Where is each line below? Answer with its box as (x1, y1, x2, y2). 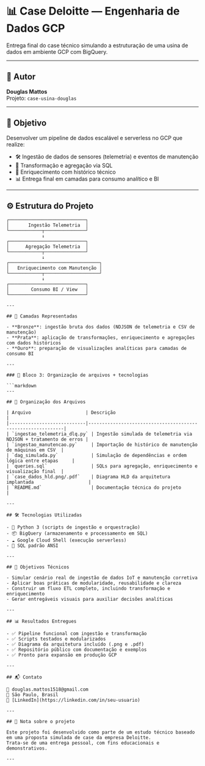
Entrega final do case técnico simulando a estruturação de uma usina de (6, 42, 189, 49)
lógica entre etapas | (6, 458, 75, 464)
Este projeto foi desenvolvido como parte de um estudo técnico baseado (6, 729, 195, 735)
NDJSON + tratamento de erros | (6, 436, 88, 443)
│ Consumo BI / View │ (6, 286, 88, 293)
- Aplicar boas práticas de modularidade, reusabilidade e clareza (6, 580, 182, 587)
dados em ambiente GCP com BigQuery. (6, 48, 108, 55)
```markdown (6, 383, 37, 389)
